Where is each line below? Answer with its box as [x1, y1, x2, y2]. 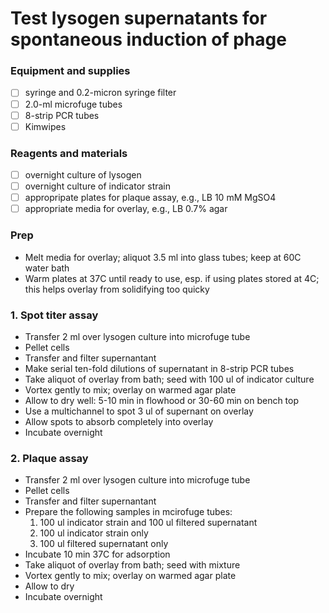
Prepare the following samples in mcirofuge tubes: [24, 506, 233, 518]
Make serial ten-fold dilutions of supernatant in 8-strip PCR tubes [24, 362, 295, 374]
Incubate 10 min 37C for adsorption [24, 548, 171, 561]
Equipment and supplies [10, 64, 131, 78]
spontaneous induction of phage [10, 28, 287, 51]
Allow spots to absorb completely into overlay [24, 415, 214, 427]
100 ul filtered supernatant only [39, 538, 169, 550]
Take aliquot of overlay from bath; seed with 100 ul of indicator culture [24, 373, 315, 385]
